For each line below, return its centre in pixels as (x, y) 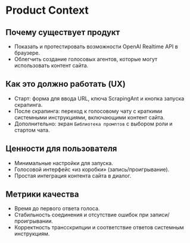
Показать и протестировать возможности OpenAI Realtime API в (96, 46)
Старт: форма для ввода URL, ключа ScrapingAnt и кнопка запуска (99, 98)
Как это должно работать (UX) (66, 84)
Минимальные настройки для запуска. (64, 163)
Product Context (47, 10)
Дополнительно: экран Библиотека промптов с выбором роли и (94, 124)
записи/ (160, 215)
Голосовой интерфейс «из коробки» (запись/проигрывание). (92, 169)
